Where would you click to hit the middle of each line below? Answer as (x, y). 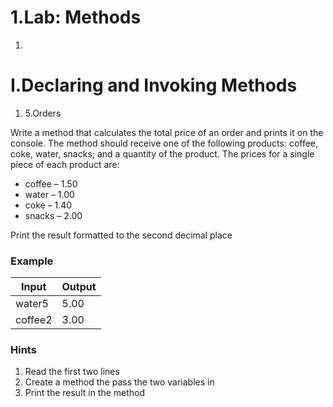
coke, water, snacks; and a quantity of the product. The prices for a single (162, 153)
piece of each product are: (65, 164)
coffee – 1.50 (51, 183)
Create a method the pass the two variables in (119, 382)
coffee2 (34, 320)
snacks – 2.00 (53, 215)
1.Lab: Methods (76, 17)
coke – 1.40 (48, 205)
